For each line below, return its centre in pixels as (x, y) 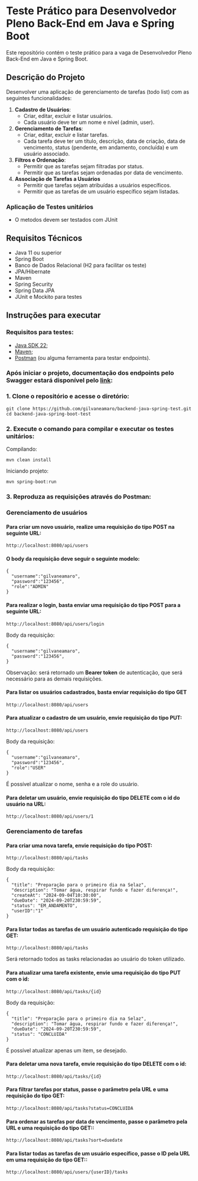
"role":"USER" (29, 768)
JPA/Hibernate (33, 272)
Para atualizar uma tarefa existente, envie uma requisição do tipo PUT (93, 973)
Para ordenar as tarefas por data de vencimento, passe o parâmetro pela (97, 1121)
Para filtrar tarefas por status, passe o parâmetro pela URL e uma (87, 1090)
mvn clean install (29, 460)
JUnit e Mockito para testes (48, 296)
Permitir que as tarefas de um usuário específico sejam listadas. (102, 191)
